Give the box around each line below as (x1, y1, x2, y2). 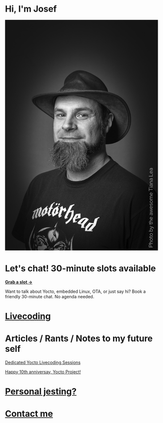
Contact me (5, 408, 53, 420)
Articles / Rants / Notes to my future (5, 333, 153, 344)
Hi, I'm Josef (5, 3, 57, 15)
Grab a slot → (5, 279, 33, 285)
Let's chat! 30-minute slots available (5, 263, 156, 274)
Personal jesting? (5, 386, 77, 397)
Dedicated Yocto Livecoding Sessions (5, 359, 81, 365)
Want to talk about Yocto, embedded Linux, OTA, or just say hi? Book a (5, 288, 146, 294)
